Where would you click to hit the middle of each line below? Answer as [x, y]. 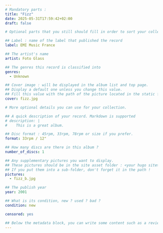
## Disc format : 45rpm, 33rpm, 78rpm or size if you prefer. [69, 134]
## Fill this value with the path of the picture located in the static [80, 94]
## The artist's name [27, 54]
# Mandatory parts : [26, 9]
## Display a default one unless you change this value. [64, 90]
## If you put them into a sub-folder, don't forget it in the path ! [78, 170]
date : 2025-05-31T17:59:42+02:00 [39, 18]
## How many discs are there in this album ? [52, 147]
